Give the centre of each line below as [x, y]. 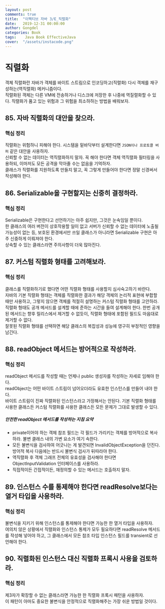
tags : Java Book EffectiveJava [41, 38]
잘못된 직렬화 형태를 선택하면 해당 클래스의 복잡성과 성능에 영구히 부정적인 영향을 [83, 326]
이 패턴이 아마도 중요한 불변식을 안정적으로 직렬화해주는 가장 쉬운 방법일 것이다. [81, 601]
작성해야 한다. [18, 176]
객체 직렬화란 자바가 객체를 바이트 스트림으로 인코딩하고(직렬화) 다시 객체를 [77, 83]
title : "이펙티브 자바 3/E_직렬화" [38, 19]
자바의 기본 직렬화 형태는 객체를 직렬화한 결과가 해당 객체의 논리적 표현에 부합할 [81, 295]
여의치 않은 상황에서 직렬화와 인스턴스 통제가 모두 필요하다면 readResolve [76, 529]
